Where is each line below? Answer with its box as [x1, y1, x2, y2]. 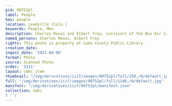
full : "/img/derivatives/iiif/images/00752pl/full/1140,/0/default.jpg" [5, 78, 164, 84]
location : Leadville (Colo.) [5, 21, 68, 27]
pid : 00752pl [5, 7, 33, 13]
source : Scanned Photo [5, 60, 54, 65]
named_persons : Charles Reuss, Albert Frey [5, 36, 100, 41]
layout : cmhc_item [5, 69, 45, 74]
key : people [5, 17, 31, 22]
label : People [5, 12, 36, 17]
